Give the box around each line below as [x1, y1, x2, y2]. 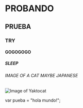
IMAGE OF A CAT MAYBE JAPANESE [5, 73, 78, 79]
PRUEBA [5, 22, 32, 31]
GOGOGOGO [5, 49, 32, 55]
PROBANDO [5, 3, 54, 14]
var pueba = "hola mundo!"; [5, 97, 61, 103]
